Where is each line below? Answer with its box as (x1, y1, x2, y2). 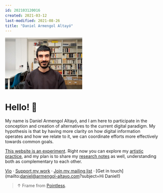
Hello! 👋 (5, 102, 38, 113)
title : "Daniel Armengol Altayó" (5, 23, 73, 28)
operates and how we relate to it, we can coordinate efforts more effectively (5, 133, 158, 139)
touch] (110, 168, 124, 173)
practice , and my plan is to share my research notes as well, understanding (5, 153, 157, 159)
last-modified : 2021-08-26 (5, 18, 60, 23)
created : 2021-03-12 (5, 13, 47, 18)
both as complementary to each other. (5, 159, 82, 164)
